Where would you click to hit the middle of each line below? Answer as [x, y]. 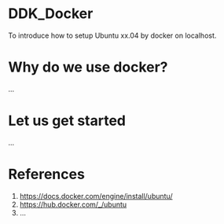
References [46, 174]
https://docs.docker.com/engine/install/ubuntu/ [96, 196]
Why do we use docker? [88, 67]
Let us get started [67, 121]
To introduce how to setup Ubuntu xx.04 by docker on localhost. [112, 35]
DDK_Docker [51, 14]
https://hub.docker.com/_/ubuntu [73, 204]
